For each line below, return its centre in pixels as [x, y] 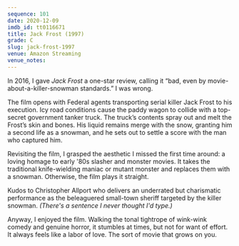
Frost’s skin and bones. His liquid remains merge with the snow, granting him [120, 125]
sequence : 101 [29, 14]
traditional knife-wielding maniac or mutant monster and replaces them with [119, 169]
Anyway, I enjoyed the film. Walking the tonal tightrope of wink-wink [107, 219]
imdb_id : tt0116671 [36, 27]
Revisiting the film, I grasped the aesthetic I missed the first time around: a [117, 153]
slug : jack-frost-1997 [41, 47]
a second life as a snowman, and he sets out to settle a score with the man [117, 132]
